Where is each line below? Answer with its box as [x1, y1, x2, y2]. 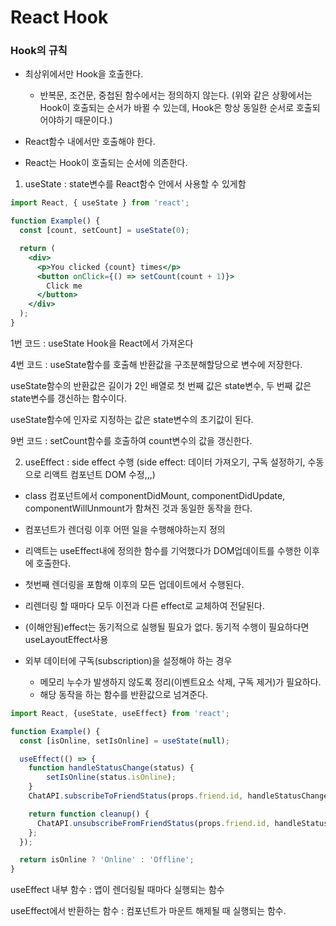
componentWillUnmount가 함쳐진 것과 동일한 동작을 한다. [24, 502, 253, 514]
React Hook [10, 6, 109, 29]
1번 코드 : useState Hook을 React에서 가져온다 [10, 337, 194, 349]
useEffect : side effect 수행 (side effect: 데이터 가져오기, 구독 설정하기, [24, 456, 306, 468]
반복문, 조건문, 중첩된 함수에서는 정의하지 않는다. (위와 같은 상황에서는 [39, 89, 313, 101]
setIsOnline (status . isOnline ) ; [46, 772, 177, 783]
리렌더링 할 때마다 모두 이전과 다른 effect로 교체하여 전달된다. [24, 599, 265, 611]
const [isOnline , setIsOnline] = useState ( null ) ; [19, 736, 230, 746]
